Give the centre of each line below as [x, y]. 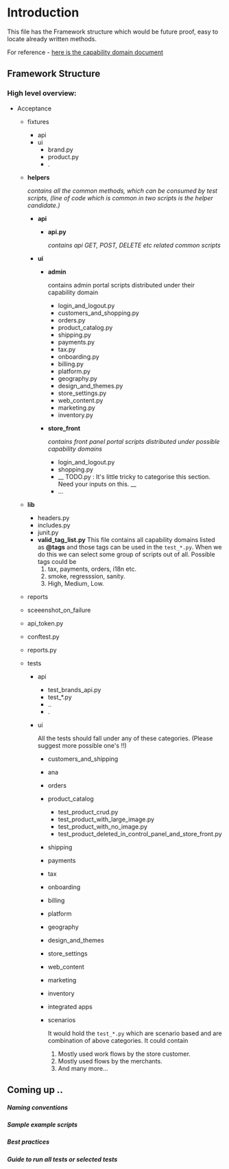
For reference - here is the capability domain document [85, 52]
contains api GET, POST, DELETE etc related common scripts [134, 245]
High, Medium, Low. [76, 583]
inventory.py [76, 415]
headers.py [53, 518]
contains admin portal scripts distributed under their [121, 285]
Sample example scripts [42, 1124]
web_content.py [81, 400]
